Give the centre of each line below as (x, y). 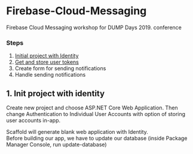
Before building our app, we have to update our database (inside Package (97, 139)
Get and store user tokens (47, 62)
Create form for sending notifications (60, 68)
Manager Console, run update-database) (56, 144)
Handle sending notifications (50, 75)
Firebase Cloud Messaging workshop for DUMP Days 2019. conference (94, 27)
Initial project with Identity (47, 56)
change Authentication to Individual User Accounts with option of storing (96, 114)
